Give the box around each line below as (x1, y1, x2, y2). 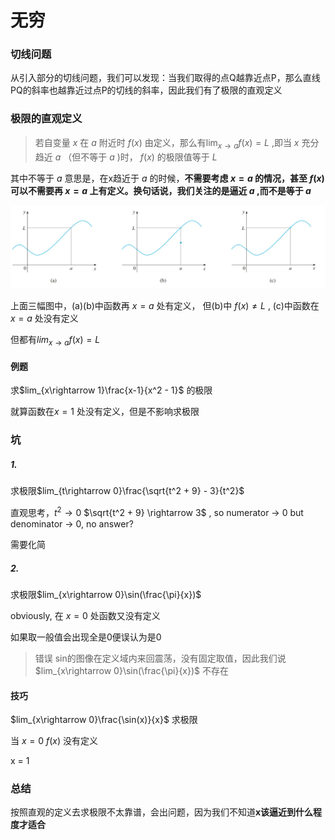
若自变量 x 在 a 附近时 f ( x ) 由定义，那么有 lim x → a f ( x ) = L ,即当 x (34, 136, 300, 151)
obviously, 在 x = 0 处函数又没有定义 (10, 609, 161, 621)
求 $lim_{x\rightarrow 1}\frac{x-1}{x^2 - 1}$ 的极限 (10, 384, 213, 396)
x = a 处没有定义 (10, 312, 79, 325)
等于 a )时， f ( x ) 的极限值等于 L (89, 151, 218, 163)
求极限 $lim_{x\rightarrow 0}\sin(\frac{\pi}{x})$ (10, 588, 202, 600)
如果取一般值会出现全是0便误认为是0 (10, 631, 162, 643)
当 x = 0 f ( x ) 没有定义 (10, 735, 99, 747)
